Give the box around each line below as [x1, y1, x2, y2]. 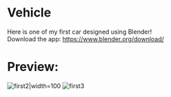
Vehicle [7, 5, 52, 21]
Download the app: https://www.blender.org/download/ [7, 34, 164, 43]
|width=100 [28, 81, 61, 90]
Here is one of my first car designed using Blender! [7, 28, 152, 36]
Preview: [7, 59, 59, 75]
